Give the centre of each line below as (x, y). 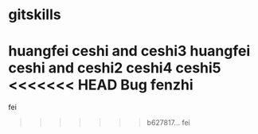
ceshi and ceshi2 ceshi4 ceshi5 (115, 68)
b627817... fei (168, 123)
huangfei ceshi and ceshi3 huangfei (129, 51)
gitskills (35, 15)
